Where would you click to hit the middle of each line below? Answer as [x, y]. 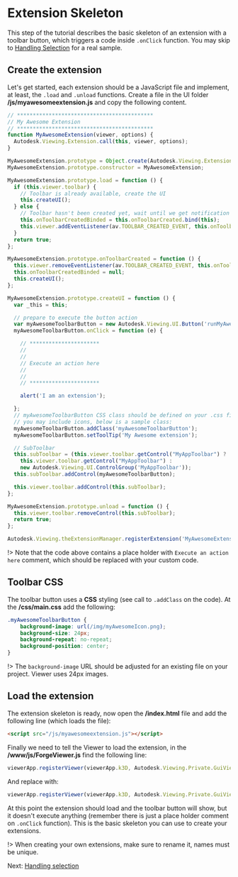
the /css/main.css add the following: [61, 607]
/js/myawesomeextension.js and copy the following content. [97, 102]
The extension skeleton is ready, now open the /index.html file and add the [117, 713]
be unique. [23, 851]
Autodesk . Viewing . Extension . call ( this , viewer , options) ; [101, 142]
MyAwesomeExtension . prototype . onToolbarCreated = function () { [104, 259]
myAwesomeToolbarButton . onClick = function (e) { [88, 331]
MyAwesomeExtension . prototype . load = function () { [85, 180]
